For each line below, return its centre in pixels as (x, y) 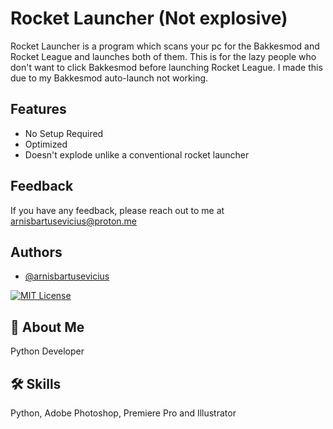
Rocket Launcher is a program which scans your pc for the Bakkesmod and (165, 46)
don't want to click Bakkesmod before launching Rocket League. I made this (166, 67)
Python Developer (47, 351)
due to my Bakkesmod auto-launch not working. (109, 78)
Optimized (46, 144)
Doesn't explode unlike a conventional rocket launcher (137, 154)
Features (38, 109)
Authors (36, 252)
